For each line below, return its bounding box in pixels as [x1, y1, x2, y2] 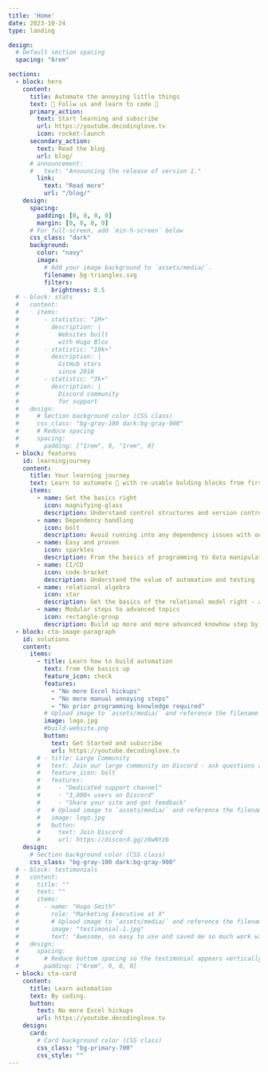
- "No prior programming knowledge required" [50, 702, 205, 710]
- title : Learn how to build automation [37, 657, 173, 666]
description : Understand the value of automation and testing [43, 576, 255, 584]
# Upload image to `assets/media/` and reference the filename [43, 709, 259, 718]
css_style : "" [37, 1051, 84, 1059]
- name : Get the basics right [37, 494, 137, 502]
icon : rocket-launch [37, 130, 105, 138]
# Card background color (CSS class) [37, 1036, 162, 1044]
